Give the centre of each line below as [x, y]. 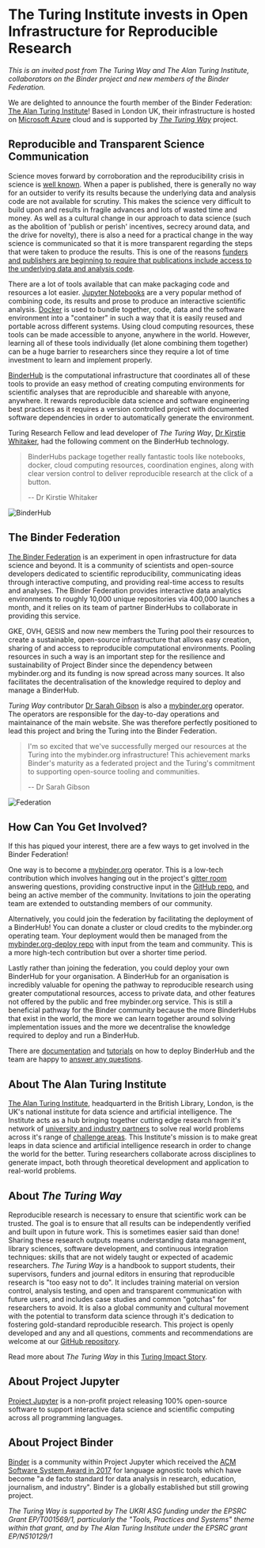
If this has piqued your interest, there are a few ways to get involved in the [129, 846]
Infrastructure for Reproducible [113, 31]
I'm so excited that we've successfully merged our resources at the [137, 746]
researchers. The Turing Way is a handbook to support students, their [122, 1266]
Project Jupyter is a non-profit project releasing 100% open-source [118, 1400]
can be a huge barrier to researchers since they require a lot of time [119, 351]
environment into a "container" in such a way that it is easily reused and [125, 317]
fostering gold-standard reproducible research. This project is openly [121, 1324]
